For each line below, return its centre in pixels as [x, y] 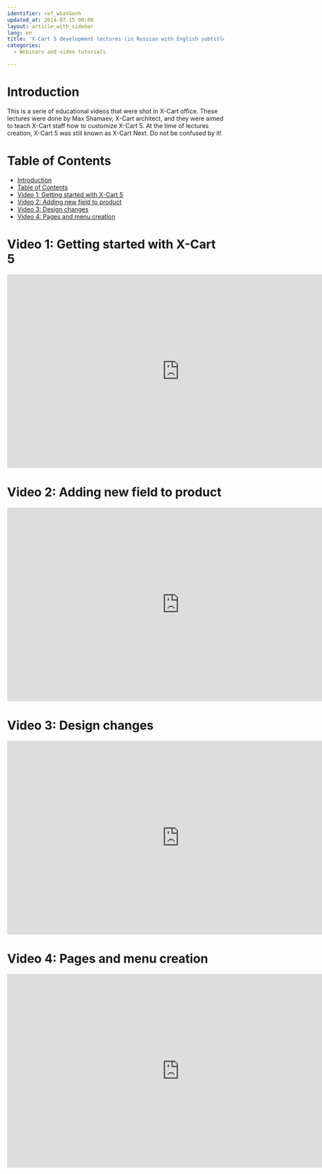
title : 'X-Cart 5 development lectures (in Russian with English [103, 39]
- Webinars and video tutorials [60, 52]
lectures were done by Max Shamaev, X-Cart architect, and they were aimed [115, 118]
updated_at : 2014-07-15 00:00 [51, 20]
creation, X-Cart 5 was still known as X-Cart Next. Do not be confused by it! [115, 133]
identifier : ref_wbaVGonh [44, 13]
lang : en [20, 33]
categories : [24, 45]
